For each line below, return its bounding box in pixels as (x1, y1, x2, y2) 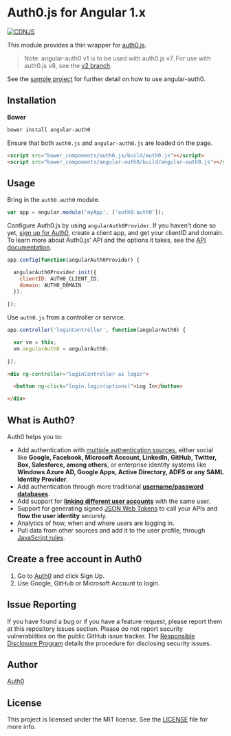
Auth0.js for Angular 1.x (7, 5, 146, 21)
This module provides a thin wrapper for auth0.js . (7, 41, 147, 49)
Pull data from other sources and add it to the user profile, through (16, 526, 206, 534)
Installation (7, 95, 56, 107)
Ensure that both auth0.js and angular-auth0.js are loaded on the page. (7, 139, 213, 147)
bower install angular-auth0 (7, 126, 91, 133)
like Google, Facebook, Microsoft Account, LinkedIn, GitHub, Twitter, (16, 454, 217, 461)
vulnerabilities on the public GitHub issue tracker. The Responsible (7, 632, 195, 640)
